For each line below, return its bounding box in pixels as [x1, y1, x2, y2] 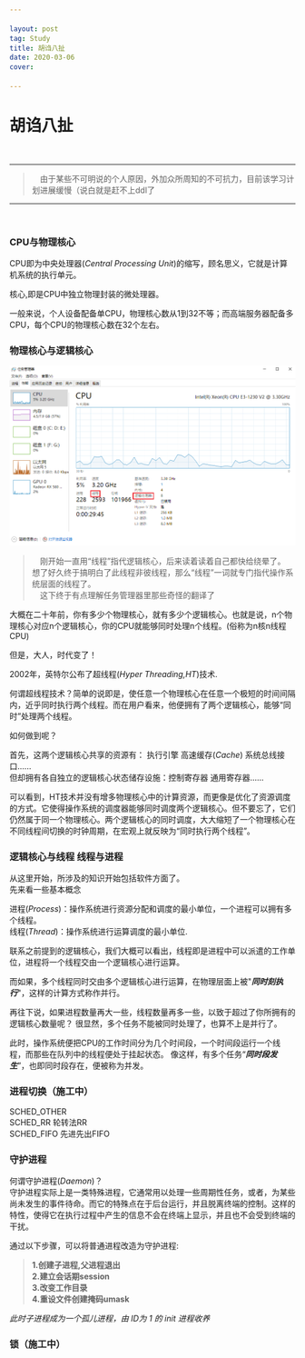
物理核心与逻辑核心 [9, 344, 93, 357]
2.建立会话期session [31, 1271, 111, 1282]
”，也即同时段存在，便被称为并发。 [17, 1060, 149, 1071]
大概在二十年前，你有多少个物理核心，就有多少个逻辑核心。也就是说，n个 [9, 609, 285, 620]
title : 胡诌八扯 [9, 44, 65, 53]
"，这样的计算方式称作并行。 [17, 987, 125, 998]
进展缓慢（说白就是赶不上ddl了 [39, 185, 156, 195]
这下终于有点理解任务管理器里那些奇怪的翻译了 [39, 589, 215, 600]
